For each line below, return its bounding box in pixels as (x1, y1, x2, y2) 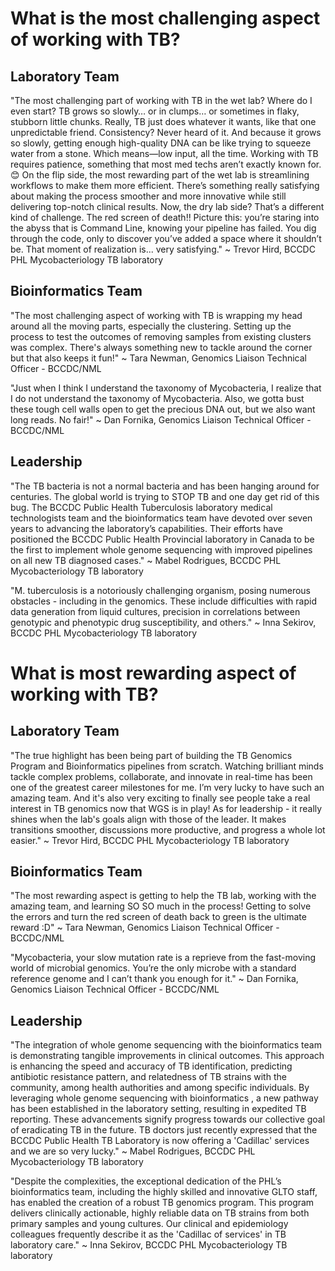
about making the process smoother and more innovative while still (10, 190, 287, 202)
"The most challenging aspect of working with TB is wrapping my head (10, 309, 303, 321)
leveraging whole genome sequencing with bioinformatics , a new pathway (10, 1092, 319, 1104)
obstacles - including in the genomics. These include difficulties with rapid (10, 595, 317, 607)
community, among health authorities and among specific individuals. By (10, 1082, 310, 1094)
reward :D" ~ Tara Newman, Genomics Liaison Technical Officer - (10, 922, 280, 934)
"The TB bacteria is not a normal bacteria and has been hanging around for (10, 480, 320, 492)
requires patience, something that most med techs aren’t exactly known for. (10, 158, 322, 170)
